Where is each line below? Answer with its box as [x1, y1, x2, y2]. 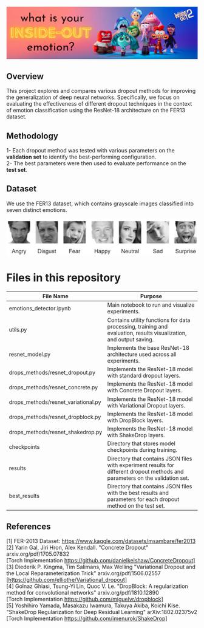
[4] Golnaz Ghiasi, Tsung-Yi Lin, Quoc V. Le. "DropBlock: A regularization [6, 582, 188, 590]
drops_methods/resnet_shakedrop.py [8, 428, 103, 435]
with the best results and [107, 489, 169, 496]
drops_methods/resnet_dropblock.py [8, 414, 101, 421]
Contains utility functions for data [107, 316, 191, 324]
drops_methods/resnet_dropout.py [8, 369, 96, 376]
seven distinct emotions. [6, 206, 68, 213]
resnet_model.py [8, 350, 51, 358]
